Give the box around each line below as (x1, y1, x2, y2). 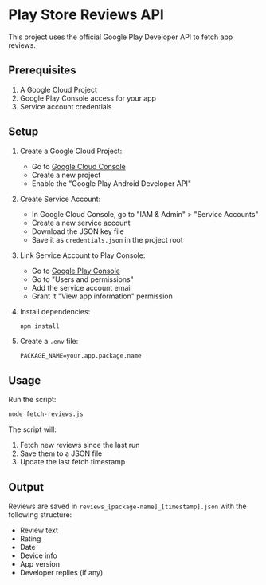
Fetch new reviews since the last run (19, 441, 140, 450)
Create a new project (31, 170, 101, 180)
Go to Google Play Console (31, 266, 121, 275)
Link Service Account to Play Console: (19, 250, 146, 260)
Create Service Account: (19, 194, 101, 204)
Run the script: (8, 395, 57, 405)
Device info (19, 551, 57, 560)
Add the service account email (31, 283, 133, 292)
